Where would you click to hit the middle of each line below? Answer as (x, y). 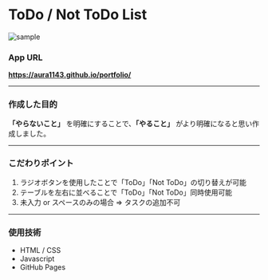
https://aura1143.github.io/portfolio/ (70, 75)
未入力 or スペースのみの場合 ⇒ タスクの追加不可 (100, 202)
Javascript (37, 259)
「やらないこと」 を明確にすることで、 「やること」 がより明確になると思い (130, 123)
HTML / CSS (40, 250)
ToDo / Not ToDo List (78, 15)
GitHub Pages (43, 267)
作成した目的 (33, 105)
